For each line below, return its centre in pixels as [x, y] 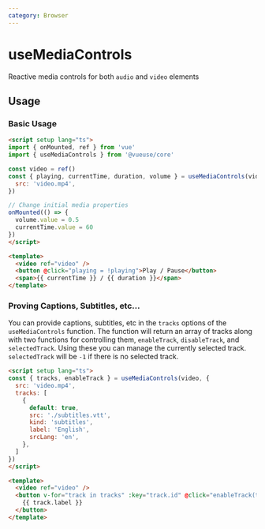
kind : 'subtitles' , [61, 422]
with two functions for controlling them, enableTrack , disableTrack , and [124, 340]
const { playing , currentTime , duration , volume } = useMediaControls [127, 176]
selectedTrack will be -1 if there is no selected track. [93, 357]
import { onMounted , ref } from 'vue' [72, 148]
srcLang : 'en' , [54, 437]
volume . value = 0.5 [47, 220]
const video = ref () [42, 169]
